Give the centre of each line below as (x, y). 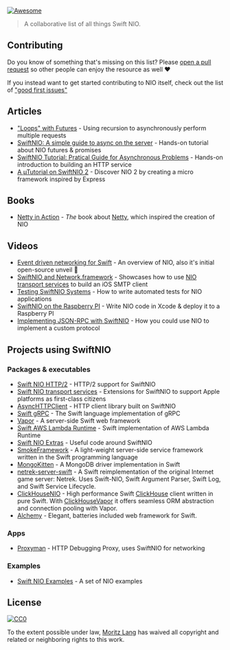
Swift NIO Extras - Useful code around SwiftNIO (84, 442)
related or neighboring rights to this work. (66, 640)
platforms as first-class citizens (61, 399)
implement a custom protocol (58, 328)
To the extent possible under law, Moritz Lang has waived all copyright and (113, 632)
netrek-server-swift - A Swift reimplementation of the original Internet (115, 472)
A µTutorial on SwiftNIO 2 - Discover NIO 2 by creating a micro (105, 172)
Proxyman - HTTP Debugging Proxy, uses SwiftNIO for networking (111, 548)
